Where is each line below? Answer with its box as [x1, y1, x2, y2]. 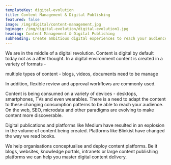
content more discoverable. [5, 112, 63, 118]
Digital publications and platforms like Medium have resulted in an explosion [5, 122, 165, 128]
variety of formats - [5, 61, 46, 67]
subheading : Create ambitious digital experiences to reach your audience [5, 36, 167, 41]
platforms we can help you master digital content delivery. [5, 154, 127, 160]
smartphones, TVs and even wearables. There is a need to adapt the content [5, 96, 166, 102]
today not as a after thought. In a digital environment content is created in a [5, 55, 163, 61]
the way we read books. [5, 133, 56, 139]
